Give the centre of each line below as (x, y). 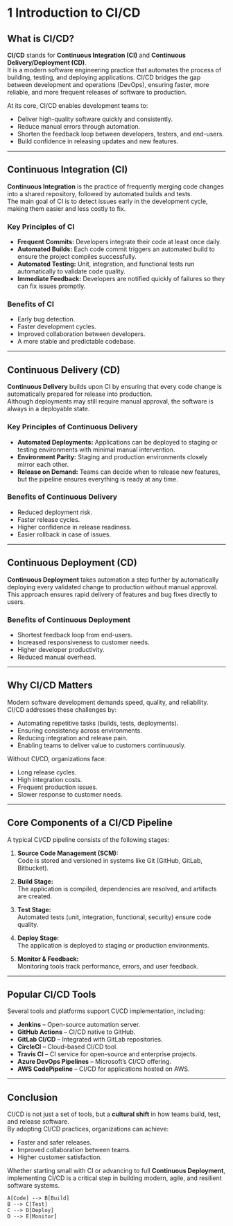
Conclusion (33, 1097)
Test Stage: (34, 909)
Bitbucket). (33, 868)
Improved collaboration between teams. (74, 1150)
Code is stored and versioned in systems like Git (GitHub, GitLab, (110, 860)
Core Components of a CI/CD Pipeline (90, 823)
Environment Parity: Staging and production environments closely (112, 456)
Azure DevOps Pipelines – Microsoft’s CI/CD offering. (94, 1062)
